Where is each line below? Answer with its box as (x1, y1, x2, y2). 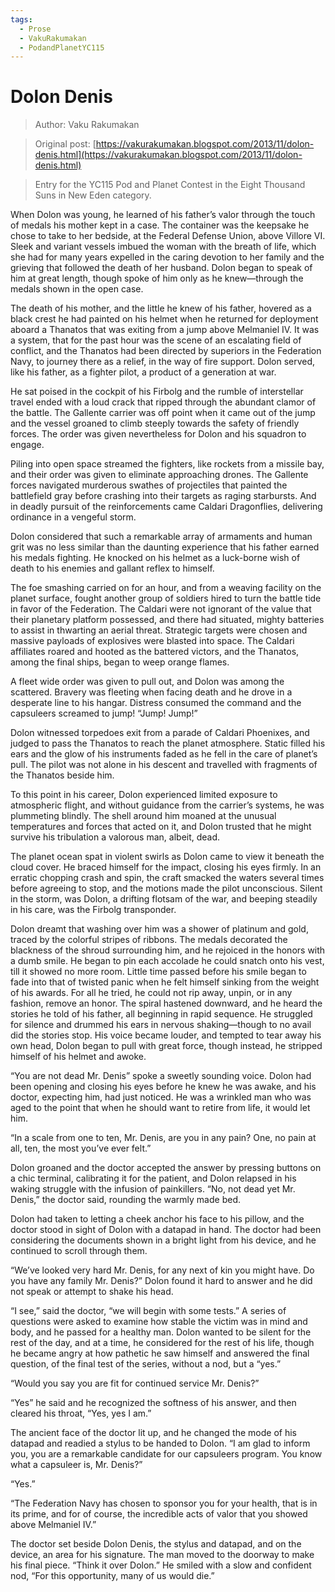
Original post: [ (34, 138, 97, 150)
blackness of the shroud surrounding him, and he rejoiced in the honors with (10, 944, 326, 956)
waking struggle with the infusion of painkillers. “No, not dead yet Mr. (10, 1183, 296, 1195)
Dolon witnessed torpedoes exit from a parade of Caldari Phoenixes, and (10, 727, 310, 739)
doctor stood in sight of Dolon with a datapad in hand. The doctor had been (10, 1224, 322, 1236)
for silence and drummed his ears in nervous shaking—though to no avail (10, 1019, 312, 1031)
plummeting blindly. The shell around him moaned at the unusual (10, 810, 277, 822)
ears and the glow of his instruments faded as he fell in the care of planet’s (10, 748, 318, 760)
